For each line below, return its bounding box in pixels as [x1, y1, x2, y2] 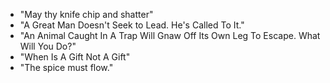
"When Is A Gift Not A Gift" [19, 51, 131, 63]
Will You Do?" [19, 40, 77, 52]
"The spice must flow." [19, 62, 114, 73]
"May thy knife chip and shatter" [19, 9, 154, 20]
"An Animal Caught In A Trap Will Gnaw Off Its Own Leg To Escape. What [19, 30, 321, 41]
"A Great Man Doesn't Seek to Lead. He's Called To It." [19, 19, 245, 31]
